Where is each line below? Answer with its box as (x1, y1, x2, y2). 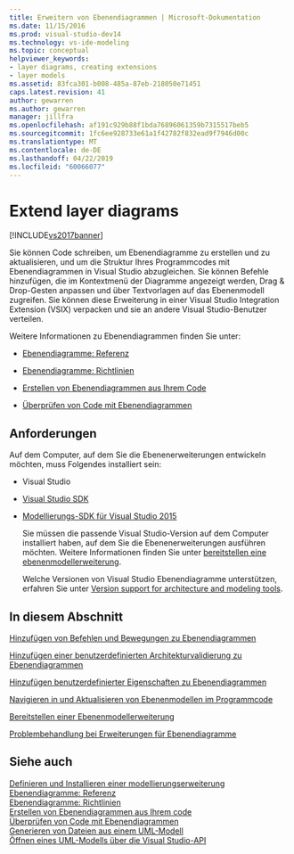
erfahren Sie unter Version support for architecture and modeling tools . (21, 583, 283, 594)
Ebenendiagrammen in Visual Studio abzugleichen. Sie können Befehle (9, 267, 269, 277)
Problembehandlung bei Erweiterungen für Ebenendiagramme (9, 728, 237, 739)
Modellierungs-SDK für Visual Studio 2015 (21, 511, 177, 521)
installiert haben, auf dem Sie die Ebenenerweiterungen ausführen (21, 538, 265, 548)
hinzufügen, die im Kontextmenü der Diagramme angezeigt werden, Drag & (9, 275, 285, 286)
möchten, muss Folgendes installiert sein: (9, 459, 162, 470)
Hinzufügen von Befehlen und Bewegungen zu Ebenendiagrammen (9, 632, 257, 643)
